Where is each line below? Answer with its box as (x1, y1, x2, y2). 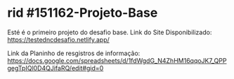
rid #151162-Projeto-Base (7, 5, 158, 21)
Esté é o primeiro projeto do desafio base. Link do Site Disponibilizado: (7, 28, 212, 36)
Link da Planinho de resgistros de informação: (7, 49, 141, 57)
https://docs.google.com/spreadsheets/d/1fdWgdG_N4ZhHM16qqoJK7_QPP (7, 56, 227, 64)
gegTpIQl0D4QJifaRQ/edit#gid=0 (7, 64, 104, 72)
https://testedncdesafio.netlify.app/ (7, 35, 110, 43)
